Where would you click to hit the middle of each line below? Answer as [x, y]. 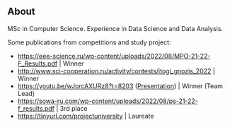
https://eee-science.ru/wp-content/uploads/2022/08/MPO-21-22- [114, 56]
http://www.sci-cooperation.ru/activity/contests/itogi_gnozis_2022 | [116, 71]
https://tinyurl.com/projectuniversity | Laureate [86, 116]
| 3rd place [72, 108]
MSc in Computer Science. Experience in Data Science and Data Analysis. [115, 28]
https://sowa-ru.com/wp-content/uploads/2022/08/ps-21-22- [108, 101]
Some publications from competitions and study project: [89, 42]
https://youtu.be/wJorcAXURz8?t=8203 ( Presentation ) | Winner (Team [120, 86]
